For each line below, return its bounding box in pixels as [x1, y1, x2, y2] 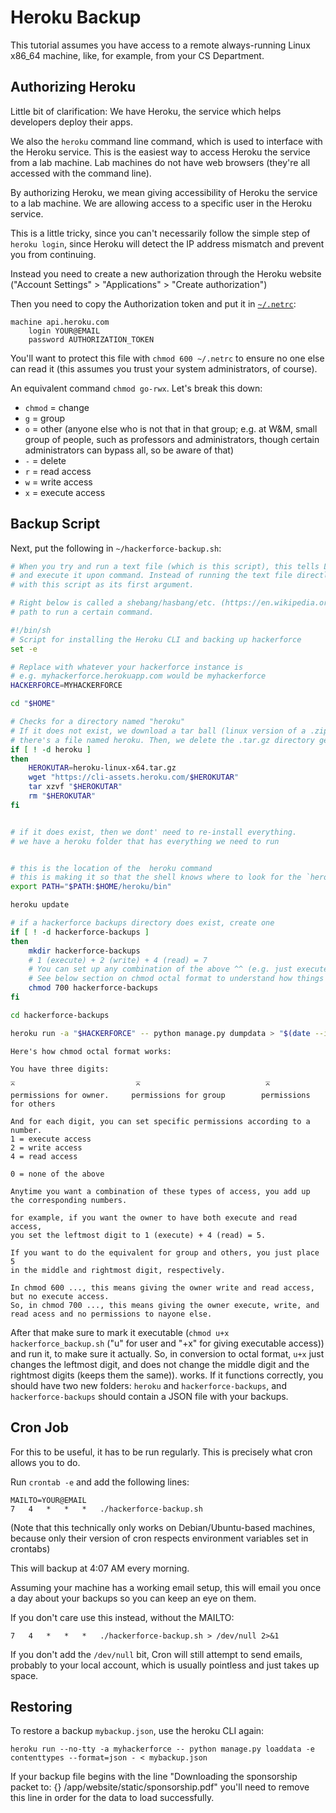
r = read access [24, 465, 92, 477]
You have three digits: [10, 1064, 110, 1074]
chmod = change [24, 401, 90, 413]
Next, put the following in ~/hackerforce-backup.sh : [10, 542, 222, 554]
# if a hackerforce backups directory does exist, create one [10, 918, 275, 928]
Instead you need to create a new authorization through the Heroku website [10, 267, 322, 280]
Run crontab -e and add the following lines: [10, 1476, 190, 1488]
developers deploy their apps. [10, 116, 134, 128]
